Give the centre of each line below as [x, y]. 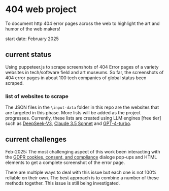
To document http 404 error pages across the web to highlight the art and [82, 23]
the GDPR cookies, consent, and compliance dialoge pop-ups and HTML [81, 157]
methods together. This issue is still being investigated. [63, 183]
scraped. [14, 83]
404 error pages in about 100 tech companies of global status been [76, 78]
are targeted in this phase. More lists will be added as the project [73, 113]
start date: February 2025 [32, 39]
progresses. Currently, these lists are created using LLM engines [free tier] [83, 118]
